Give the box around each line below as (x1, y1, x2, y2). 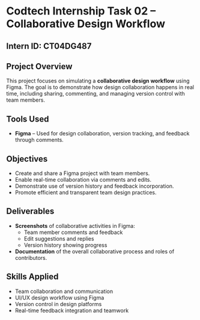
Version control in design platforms (14, 300, 102, 307)
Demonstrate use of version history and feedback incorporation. (14, 182, 174, 190)
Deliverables (6, 206, 55, 217)
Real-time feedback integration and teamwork (14, 307, 129, 314)
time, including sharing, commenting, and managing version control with (6, 90, 185, 97)
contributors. (14, 254, 47, 261)
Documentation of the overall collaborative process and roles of (14, 248, 175, 255)
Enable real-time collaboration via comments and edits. (14, 176, 152, 183)
